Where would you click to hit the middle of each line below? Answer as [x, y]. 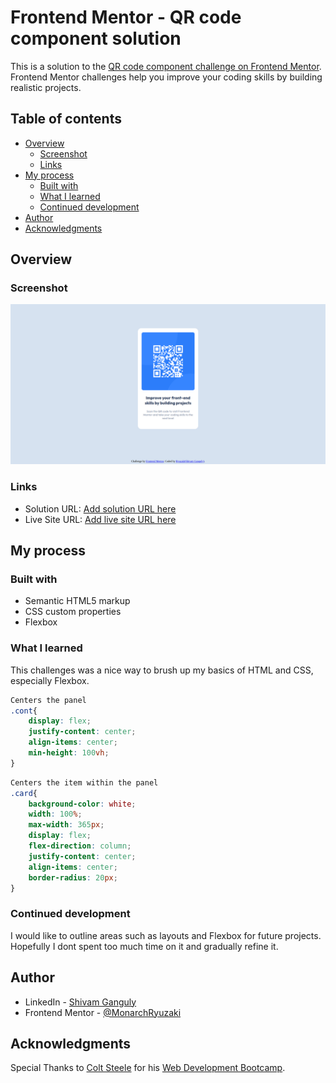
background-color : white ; [82, 804]
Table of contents [66, 119]
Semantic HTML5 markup [77, 601]
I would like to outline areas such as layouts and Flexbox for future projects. [166, 935]
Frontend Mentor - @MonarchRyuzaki [103, 1012]
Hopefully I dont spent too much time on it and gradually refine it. [144, 946]
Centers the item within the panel [84, 782]
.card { [24, 793]
